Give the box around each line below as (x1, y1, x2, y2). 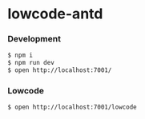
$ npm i (7, 51, 34, 60)
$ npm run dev (7, 59, 55, 67)
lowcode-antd (7, 5, 103, 23)
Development (7, 34, 62, 45)
